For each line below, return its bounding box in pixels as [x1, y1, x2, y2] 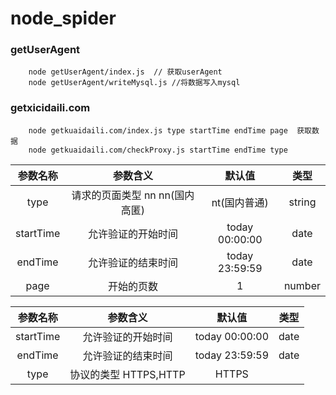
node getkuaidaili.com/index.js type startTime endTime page [28, 125, 288, 136]
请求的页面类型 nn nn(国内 [71, 188, 195, 202]
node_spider [10, 7, 117, 30]
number [283, 278, 321, 292]
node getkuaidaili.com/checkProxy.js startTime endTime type [28, 145, 288, 155]
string [288, 195, 317, 209]
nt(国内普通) [211, 195, 269, 209]
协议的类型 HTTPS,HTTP [69, 367, 186, 381]
